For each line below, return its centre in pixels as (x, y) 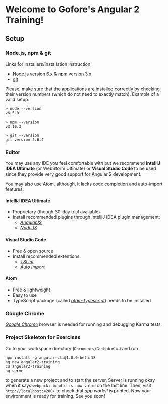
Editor (13, 152)
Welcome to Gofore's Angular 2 (72, 9)
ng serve (14, 371)
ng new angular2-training (32, 362)
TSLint (27, 261)
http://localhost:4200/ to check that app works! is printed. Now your (78, 391)
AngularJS (31, 222)
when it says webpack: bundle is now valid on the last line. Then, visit (78, 386)
